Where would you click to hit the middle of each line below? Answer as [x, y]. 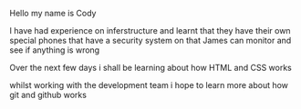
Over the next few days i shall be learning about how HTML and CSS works [150, 68]
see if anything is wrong [55, 50]
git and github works [48, 95]
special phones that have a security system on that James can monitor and [150, 40]
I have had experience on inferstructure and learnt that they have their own [150, 30]
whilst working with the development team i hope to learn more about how [149, 85]
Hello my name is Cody [53, 13]
